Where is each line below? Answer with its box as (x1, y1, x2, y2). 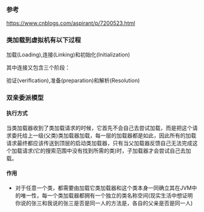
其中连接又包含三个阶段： (6, 64, 70, 71)
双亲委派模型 (6, 93, 44, 101)
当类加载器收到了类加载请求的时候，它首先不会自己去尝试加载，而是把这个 (6, 124, 192, 131)
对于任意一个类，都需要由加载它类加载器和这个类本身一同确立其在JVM (15, 184, 192, 191)
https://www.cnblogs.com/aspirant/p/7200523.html (6, 19, 135, 27)
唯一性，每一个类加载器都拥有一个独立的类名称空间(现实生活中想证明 (20, 191, 193, 199)
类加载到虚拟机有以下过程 (6, 36, 81, 44)
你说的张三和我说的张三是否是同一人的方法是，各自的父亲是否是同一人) (15, 199, 193, 207)
